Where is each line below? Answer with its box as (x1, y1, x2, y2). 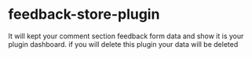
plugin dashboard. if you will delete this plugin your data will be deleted (8, 39, 239, 48)
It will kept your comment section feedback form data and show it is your (8, 31, 244, 41)
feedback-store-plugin (8, 5, 160, 23)
